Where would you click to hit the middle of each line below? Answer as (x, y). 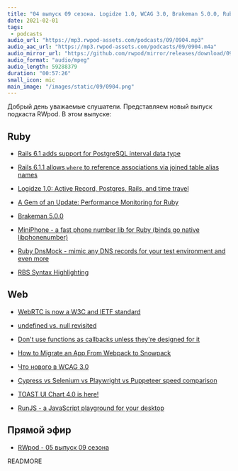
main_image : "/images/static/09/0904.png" (71, 87)
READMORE (25, 461)
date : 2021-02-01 (33, 21)
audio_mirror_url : (34, 54)
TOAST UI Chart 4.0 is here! (58, 394)
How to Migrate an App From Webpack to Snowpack (94, 353)
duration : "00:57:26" (39, 73)
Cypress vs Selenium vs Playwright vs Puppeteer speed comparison (117, 380)
